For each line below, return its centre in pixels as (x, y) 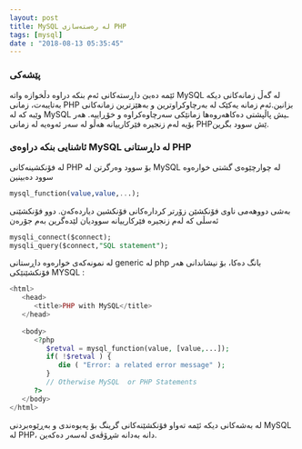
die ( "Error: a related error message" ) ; (141, 365)
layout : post (34, 18)
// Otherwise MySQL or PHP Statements (121, 383)
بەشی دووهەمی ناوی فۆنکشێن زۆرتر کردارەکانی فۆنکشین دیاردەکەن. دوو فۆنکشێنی (150, 211)
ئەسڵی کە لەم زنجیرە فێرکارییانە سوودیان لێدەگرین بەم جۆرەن (114, 220)
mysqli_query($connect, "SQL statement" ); (89, 245)
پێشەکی (25, 75)
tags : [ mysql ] (36, 35)
